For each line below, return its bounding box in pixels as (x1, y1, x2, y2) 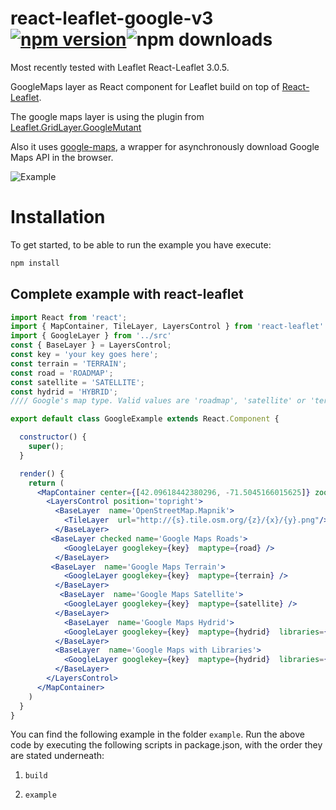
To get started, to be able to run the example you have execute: (10, 238, 272, 251)
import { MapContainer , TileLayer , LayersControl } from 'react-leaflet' (10, 322, 325, 332)
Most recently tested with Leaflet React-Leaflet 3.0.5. (10, 61, 230, 73)
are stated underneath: (10, 750, 105, 762)
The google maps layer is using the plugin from (10, 110, 205, 122)
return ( (28, 478, 65, 488)
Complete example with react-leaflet (10, 286, 244, 303)
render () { (19, 468, 65, 479)
